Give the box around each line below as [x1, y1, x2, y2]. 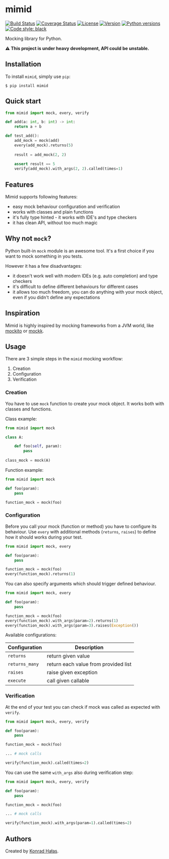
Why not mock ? [5, 234, 51, 243]
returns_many [8, 662, 39, 667]
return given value [47, 652, 90, 660]
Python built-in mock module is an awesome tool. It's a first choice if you [5, 248, 154, 254]
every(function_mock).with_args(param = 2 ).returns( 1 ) [5, 618, 119, 623]
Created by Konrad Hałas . [5, 848, 59, 854]
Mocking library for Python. [5, 35, 62, 42]
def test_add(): [5, 133, 39, 139]
